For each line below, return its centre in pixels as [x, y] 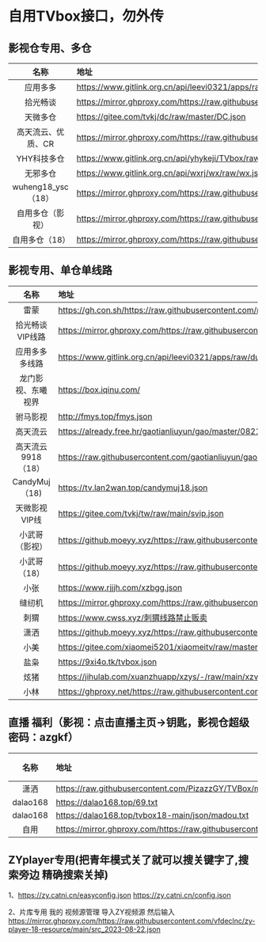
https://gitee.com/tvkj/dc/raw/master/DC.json [161, 117]
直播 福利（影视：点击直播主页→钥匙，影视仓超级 [129, 722]
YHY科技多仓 [40, 159]
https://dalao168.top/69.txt [107, 802]
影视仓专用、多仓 [50, 48]
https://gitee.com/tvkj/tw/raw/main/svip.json [141, 513]
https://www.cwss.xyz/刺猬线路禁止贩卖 [133, 617]
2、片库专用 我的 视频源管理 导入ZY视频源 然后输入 [92, 912]
